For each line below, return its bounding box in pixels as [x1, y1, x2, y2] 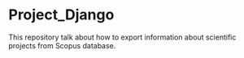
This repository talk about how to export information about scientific [8, 32, 237, 42]
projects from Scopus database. [8, 40, 116, 50]
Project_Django [8, 6, 115, 24]
